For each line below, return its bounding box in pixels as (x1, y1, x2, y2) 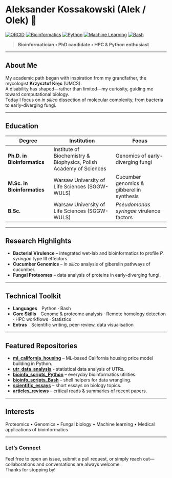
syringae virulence (115, 207, 161, 214)
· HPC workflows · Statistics (12, 316, 72, 322)
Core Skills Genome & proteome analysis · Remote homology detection (12, 311, 166, 317)
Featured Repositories (5, 341, 78, 350)
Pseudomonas (115, 201, 150, 208)
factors (115, 214, 133, 221)
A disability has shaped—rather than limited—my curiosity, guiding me (5, 86, 154, 92)
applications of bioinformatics (5, 426, 68, 432)
